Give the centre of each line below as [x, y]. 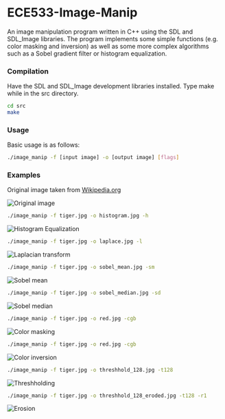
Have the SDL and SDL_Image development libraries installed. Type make [111, 86]
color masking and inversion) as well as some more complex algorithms [108, 46]
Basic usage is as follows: [44, 145]
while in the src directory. [43, 93]
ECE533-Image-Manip [72, 13]
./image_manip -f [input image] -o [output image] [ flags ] [93, 158]
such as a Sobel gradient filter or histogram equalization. [87, 53]
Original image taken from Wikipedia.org [64, 190]
